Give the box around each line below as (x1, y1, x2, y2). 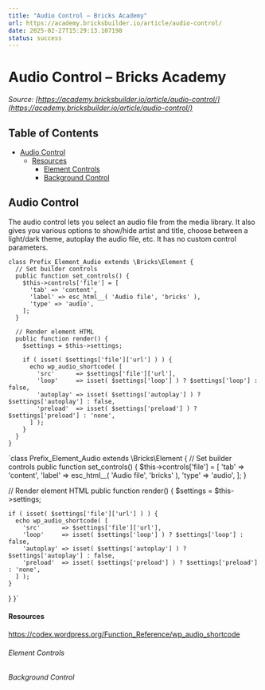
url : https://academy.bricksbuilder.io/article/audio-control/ (8, 19, 223, 27)
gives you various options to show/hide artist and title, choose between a (8, 225, 248, 235)
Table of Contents (8, 126, 99, 140)
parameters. (8, 242, 49, 252)
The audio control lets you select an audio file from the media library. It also (8, 217, 256, 227)
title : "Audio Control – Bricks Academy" (8, 11, 148, 20)
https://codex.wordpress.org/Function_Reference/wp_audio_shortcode (8, 629, 240, 639)
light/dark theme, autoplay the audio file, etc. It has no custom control (8, 234, 237, 243)
